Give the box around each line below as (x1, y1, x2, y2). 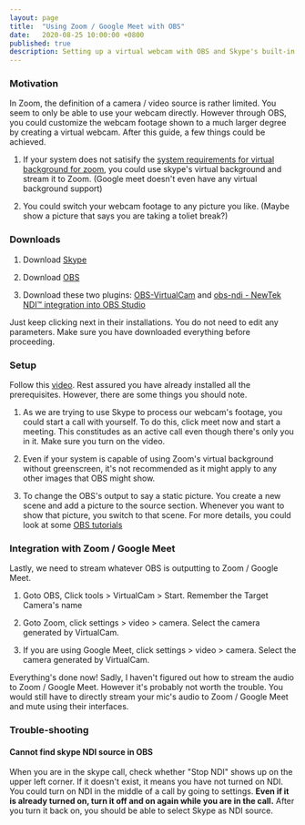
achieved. (9, 137, 46, 148)
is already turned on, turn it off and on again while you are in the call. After (9, 796, 295, 807)
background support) (22, 183, 103, 194)
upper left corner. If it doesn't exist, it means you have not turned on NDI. (9, 776, 284, 788)
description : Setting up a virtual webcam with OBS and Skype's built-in (9, 47, 296, 56)
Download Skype (22, 254, 87, 265)
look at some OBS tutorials (22, 520, 123, 531)
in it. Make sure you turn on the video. (22, 436, 166, 447)
